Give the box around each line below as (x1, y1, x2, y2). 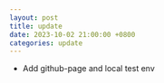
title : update (9, 22, 63, 31)
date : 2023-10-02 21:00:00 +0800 (9, 30, 136, 39)
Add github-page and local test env (22, 63, 156, 74)
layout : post (9, 13, 59, 23)
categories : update (9, 38, 83, 48)
